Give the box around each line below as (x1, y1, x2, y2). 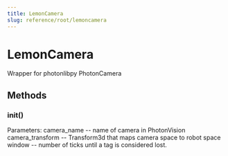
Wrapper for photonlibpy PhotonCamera (7, 69, 122, 78)
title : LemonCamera (7, 10, 64, 17)
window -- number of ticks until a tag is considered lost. (7, 141, 168, 149)
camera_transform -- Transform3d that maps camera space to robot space (7, 133, 221, 142)
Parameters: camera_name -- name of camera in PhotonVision (7, 126, 186, 135)
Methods (7, 89, 47, 101)
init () (7, 110, 24, 120)
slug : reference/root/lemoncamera (7, 17, 107, 24)
